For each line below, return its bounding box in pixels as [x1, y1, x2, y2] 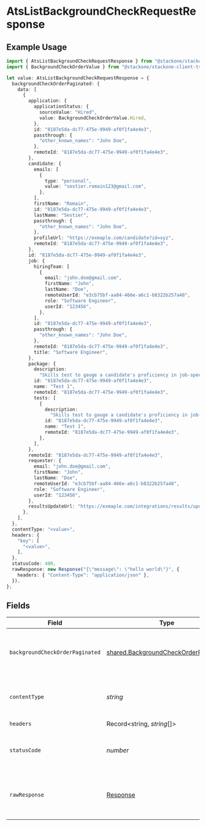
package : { [28, 361, 56, 367]
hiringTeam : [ [33, 263, 70, 270]
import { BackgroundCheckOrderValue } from [6, 63, 120, 70]
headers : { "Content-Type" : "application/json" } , [17, 572, 150, 578]
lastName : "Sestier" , [33, 212, 89, 218]
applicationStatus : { [33, 103, 89, 110]
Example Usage [6, 42, 67, 52]
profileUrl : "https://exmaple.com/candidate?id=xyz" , [33, 235, 174, 241]
